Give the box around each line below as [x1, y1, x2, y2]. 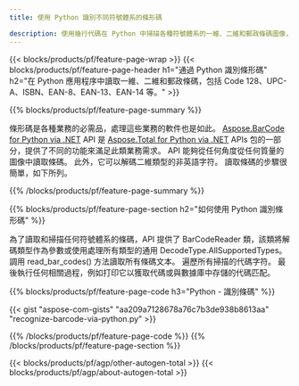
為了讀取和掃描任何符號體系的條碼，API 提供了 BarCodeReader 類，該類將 [9, 234, 283, 244]
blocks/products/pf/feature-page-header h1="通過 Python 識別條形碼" [9, 64, 268, 75]
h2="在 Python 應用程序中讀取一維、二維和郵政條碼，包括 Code [9, 75, 245, 86]
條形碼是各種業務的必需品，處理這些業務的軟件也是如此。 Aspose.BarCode [9, 122, 286, 134]
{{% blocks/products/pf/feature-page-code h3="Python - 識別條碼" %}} [9, 286, 276, 297]
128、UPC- [245, 75, 287, 86]
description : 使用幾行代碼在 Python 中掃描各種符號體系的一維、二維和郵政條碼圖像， [9, 29, 293, 38]
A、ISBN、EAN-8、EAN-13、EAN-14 [9, 86, 145, 97]
